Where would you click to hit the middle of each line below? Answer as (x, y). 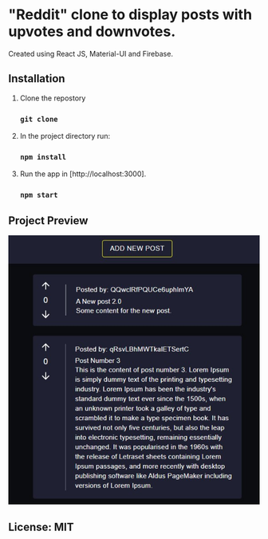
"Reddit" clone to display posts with (130, 15)
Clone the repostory (53, 98)
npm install (43, 157)
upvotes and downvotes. (92, 31)
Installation (37, 79)
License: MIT (41, 527)
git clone (39, 119)
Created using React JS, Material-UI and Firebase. (91, 53)
